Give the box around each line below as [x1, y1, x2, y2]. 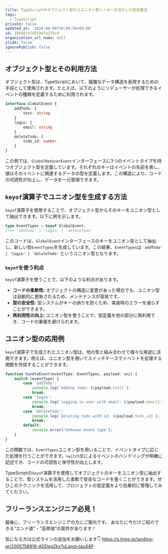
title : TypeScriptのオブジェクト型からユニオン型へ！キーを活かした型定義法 [5, 7, 147, 13]
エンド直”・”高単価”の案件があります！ [15, 525, 96, 531]
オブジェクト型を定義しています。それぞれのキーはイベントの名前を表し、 [9, 164, 162, 170]
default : [23, 423, 41, 428]
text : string [23, 111, 50, 116]
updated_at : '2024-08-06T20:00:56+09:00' [5, 26, 93, 31]
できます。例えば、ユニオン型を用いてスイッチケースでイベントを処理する [9, 355, 162, 361]
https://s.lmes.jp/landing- [101, 536, 154, 542]
